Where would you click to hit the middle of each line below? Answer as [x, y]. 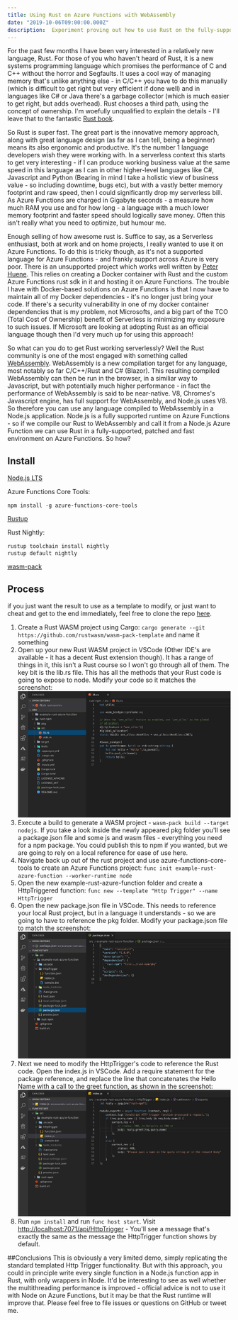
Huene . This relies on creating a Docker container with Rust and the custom [118, 274]
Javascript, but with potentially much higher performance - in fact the [109, 386]
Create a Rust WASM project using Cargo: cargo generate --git [111, 627]
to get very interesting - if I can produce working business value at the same [119, 162]
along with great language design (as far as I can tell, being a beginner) [111, 140]
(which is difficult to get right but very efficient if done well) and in [104, 89]
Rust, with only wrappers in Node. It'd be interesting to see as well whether [117, 1280]
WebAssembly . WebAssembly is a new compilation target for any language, [118, 363]
